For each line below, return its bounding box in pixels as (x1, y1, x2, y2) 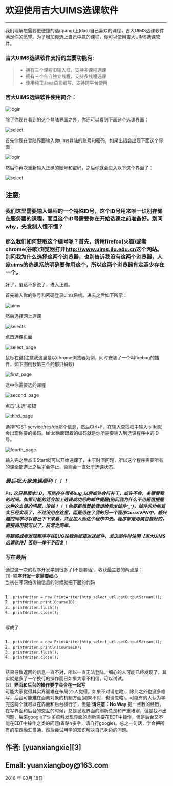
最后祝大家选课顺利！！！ (5, 478, 69, 485)
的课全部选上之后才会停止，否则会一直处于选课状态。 (5, 463, 118, 470)
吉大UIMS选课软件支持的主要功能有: (5, 54, 95, 62)
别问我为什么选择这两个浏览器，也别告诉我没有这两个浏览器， (5, 253, 158, 260)
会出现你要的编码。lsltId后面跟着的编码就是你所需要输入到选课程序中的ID (5, 430, 159, 436)
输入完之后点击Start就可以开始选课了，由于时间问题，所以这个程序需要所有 (5, 457, 164, 463)
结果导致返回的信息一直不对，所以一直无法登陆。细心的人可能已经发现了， (5, 669, 162, 675)
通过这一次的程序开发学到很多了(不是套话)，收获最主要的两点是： (5, 566, 143, 572)
